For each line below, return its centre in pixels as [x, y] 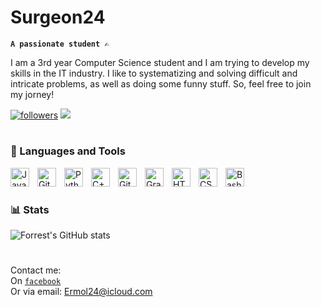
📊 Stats [30, 209]
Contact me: [36, 270]
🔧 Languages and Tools [68, 151]
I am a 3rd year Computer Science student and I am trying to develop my [160, 62]
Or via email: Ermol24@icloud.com [81, 292]
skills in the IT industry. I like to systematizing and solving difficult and [154, 73]
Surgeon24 [58, 17]
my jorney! [32, 94]
